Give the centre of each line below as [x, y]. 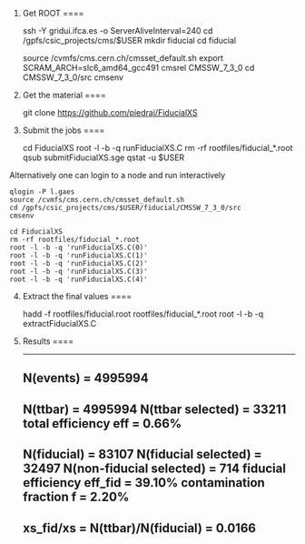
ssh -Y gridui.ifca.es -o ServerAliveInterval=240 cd [118, 30]
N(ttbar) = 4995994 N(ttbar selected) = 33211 [154, 409]
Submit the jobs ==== [64, 130]
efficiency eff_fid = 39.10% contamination [143, 483]
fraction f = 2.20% [76, 497]
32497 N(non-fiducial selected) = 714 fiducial [154, 469]
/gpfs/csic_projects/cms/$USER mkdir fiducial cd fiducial [129, 40]
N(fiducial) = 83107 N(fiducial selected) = [142, 454]
